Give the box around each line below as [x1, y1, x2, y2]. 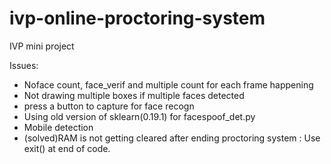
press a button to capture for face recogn [23, 100, 195, 112]
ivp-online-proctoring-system [9, 7, 266, 30]
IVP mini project [9, 40, 75, 52]
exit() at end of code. [23, 142, 111, 154]
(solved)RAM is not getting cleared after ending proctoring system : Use [23, 132, 321, 144]
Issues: [9, 59, 39, 71]
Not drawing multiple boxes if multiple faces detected [23, 89, 245, 101]
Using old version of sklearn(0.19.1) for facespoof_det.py [23, 110, 256, 122]
